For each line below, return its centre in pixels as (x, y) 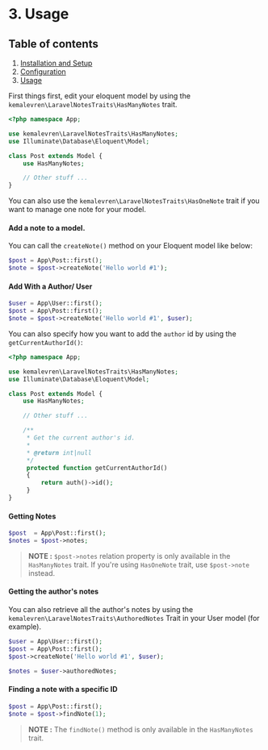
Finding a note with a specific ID (63, 690)
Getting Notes (32, 516)
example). (25, 627)
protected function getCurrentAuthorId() (97, 468)
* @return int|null (59, 452)
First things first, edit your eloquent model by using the (100, 96)
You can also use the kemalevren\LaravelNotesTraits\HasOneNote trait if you (134, 201)
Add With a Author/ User (50, 286)
